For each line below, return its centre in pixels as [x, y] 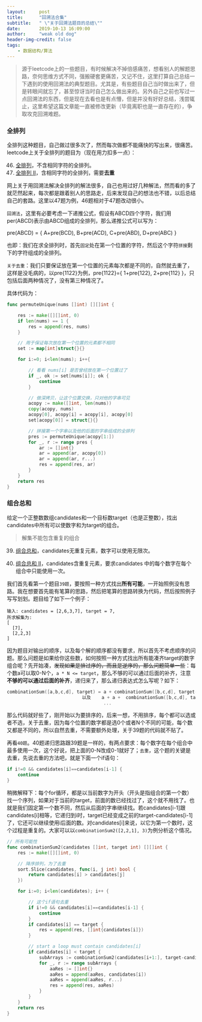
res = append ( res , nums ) [59, 327]
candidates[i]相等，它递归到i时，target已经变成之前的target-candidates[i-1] [100, 815]
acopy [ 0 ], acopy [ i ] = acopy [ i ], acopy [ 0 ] [81, 415]
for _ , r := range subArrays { [78, 963]
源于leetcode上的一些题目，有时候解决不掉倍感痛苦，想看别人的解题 [106, 68]
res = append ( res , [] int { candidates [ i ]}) [91, 930]
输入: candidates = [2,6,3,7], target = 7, [61, 611]
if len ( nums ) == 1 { [43, 321]
